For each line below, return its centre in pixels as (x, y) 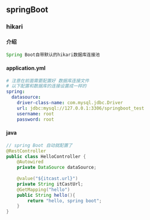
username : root (36, 114)
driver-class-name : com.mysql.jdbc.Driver (70, 103)
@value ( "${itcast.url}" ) (47, 179)
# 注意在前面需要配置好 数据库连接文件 (48, 81)
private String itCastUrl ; (50, 184)
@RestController (26, 151)
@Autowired (30, 162)
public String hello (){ (46, 195)
